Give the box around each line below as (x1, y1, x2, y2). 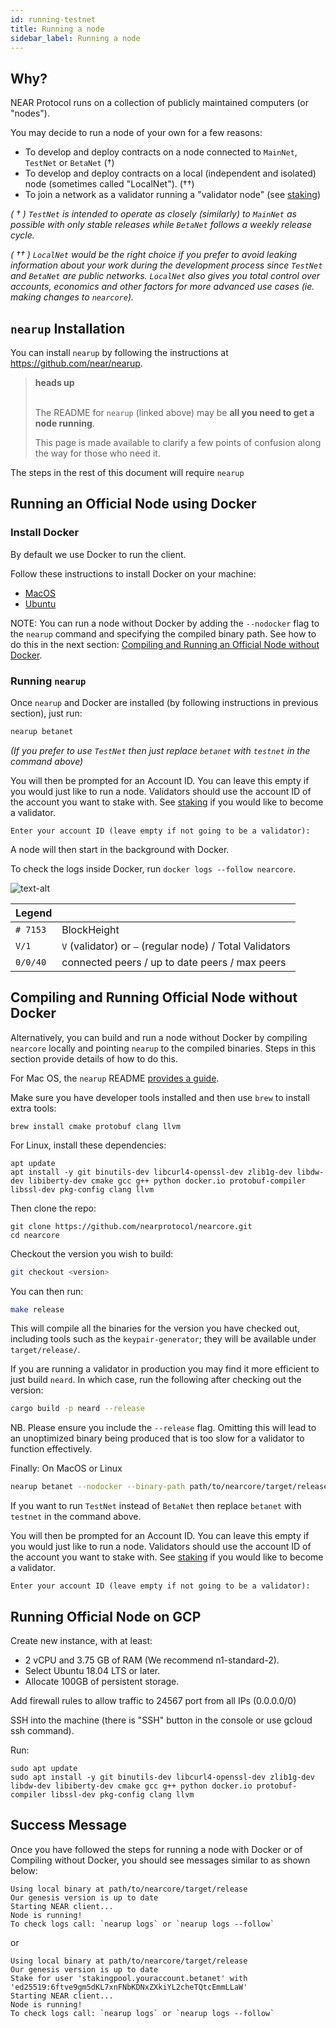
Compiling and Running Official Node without (10, 989, 298, 1006)
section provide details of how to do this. (10, 1052, 178, 1065)
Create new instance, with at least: (10, 1634, 153, 1646)
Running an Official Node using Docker (10, 496, 257, 513)
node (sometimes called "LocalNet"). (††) (24, 178, 195, 190)
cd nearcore (10, 1230, 60, 1240)
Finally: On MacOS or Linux (10, 1462, 123, 1475)
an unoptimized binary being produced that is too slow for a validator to (10, 1432, 305, 1445)
